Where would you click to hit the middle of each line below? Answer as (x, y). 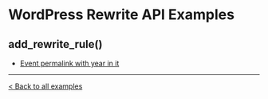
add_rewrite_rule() (55, 44)
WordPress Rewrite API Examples (122, 15)
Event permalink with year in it (69, 63)
